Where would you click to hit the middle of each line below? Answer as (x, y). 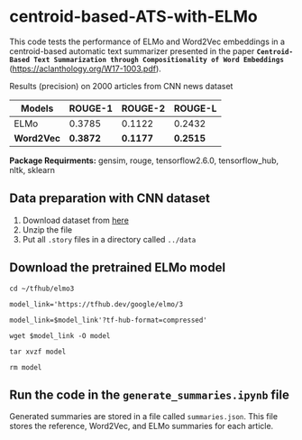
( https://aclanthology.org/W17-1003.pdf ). (86, 69)
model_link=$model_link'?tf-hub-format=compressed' (108, 320)
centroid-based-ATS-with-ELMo (134, 17)
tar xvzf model (38, 352)
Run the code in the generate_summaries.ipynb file (150, 394)
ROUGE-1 (91, 108)
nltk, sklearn (32, 170)
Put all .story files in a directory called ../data (109, 239)
